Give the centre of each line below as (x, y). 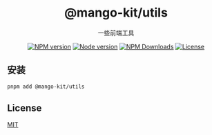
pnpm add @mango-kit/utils (46, 87)
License (25, 108)
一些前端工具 (116, 33)
